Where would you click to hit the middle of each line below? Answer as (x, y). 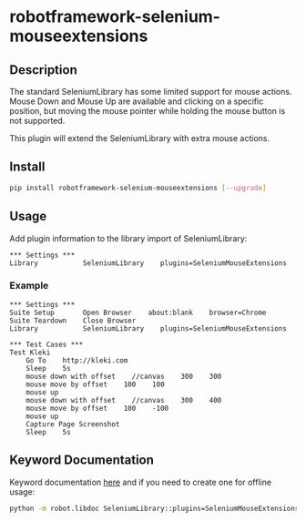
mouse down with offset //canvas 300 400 (124, 400)
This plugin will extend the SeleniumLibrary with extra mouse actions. (140, 138)
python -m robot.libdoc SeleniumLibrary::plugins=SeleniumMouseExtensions (154, 508)
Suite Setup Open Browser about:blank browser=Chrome (138, 312)
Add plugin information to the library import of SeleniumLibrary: (128, 238)
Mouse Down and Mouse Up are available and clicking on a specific (137, 101)
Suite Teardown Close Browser (73, 321)
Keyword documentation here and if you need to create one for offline (140, 482)
